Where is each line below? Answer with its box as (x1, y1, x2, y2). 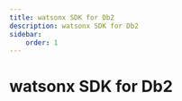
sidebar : (9, 29, 42, 38)
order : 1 (25, 38, 59, 47)
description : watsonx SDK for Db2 (9, 21, 140, 30)
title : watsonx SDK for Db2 (9, 13, 115, 22)
